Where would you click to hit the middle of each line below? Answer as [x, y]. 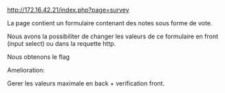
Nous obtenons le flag [39, 57]
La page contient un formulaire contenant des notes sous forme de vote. [110, 23]
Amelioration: [26, 70]
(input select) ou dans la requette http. [62, 43]
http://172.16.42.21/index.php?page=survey [68, 10]
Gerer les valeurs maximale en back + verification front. [86, 83]
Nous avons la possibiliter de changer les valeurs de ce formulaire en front [113, 36]
